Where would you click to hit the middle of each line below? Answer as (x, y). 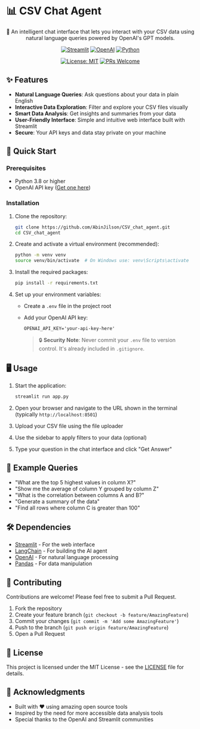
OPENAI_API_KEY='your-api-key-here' (69, 329)
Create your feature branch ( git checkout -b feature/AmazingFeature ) (102, 615)
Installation (23, 203)
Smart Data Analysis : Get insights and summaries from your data (95, 113)
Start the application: (41, 385)
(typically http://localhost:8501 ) (56, 414)
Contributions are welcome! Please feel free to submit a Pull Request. (91, 597)
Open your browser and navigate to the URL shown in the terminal (96, 408)
